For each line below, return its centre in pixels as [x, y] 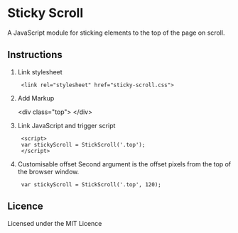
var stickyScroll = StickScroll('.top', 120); [91, 184]
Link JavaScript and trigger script [66, 125]
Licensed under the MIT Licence [55, 223]
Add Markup [36, 98]
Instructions [35, 55]
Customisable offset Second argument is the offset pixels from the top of [124, 164]
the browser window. [48, 171]
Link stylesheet [40, 72]
